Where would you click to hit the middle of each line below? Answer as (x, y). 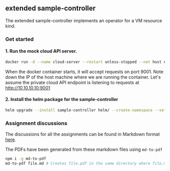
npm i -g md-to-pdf (26, 159)
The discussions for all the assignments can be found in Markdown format (83, 134)
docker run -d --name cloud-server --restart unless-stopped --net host (83, 62)
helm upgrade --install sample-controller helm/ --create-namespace (79, 110)
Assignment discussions (36, 123)
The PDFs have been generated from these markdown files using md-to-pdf (84, 150)
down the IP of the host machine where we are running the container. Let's (83, 77)
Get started (19, 39)
